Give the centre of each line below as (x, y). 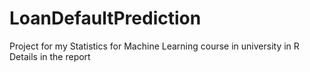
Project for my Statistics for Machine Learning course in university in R (154, 46)
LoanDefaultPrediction (105, 18)
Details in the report (50, 56)
